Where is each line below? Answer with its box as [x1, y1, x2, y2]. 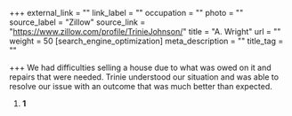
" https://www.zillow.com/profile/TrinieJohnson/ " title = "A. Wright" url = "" [9, 27, 281, 36]
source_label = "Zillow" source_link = [9, 17, 146, 27]
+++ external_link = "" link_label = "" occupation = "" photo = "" [9, 8, 244, 18]
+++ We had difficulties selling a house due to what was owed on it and [9, 62, 272, 73]
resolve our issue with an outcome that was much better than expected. [9, 81, 273, 91]
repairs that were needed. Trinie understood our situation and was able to [9, 72, 279, 82]
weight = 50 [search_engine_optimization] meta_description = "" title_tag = [9, 35, 284, 46]
